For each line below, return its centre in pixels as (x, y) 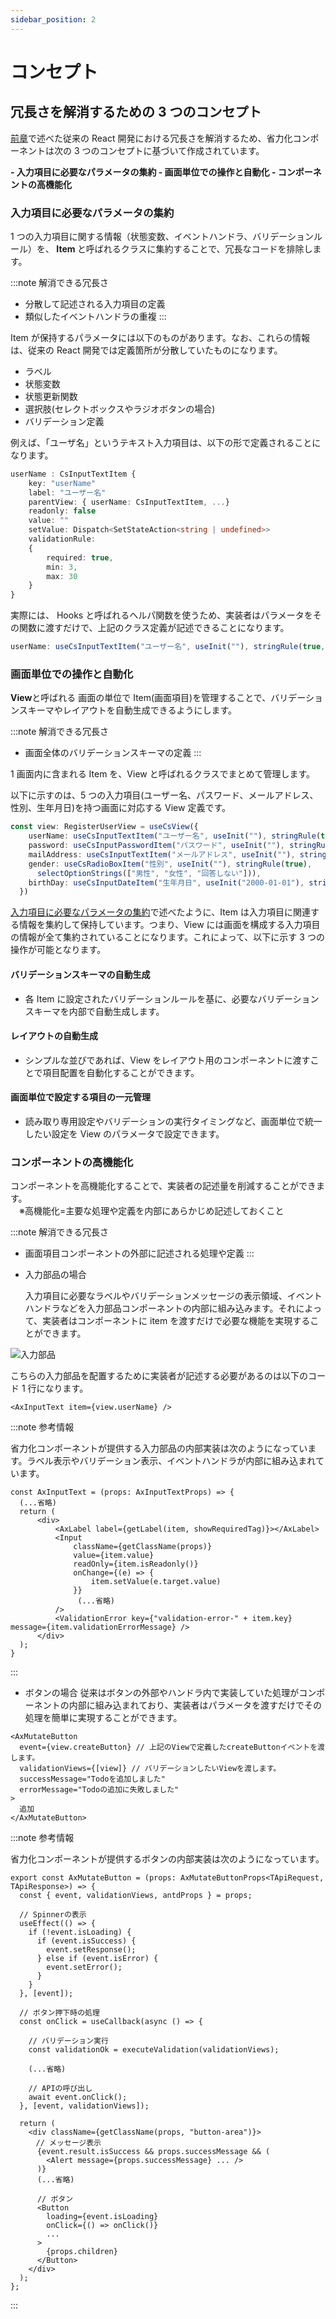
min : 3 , (62, 567)
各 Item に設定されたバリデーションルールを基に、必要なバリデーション (172, 998)
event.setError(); (84, 1967)
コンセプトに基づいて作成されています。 (182, 150)
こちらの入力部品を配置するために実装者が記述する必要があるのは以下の (159, 1376)
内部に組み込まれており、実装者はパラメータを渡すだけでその (195, 1705)
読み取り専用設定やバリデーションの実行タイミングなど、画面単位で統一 (173, 1121)
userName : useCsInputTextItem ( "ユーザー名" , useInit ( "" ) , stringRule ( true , (168, 647)
